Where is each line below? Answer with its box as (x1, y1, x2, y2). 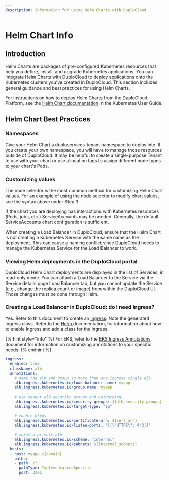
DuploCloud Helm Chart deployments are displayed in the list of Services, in (5, 269, 164, 275)
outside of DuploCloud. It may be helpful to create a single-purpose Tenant (5, 152, 162, 158)
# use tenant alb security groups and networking (14, 394, 122, 400)
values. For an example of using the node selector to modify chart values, (5, 193, 159, 199)
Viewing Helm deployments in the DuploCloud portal (5, 258, 138, 265)
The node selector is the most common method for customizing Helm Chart (5, 187, 163, 193)
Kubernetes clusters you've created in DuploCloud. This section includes (5, 79, 158, 86)
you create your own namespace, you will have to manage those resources (5, 147, 162, 153)
